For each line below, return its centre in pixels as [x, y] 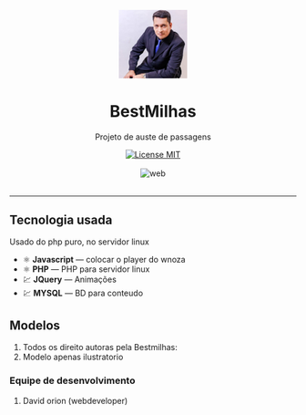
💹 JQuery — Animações [69, 280]
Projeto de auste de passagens [153, 137]
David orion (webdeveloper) [75, 400]
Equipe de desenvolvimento [72, 380]
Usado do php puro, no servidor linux [80, 242]
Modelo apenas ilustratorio [73, 357]
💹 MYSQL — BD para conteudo [83, 293]
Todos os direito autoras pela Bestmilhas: [100, 348]
